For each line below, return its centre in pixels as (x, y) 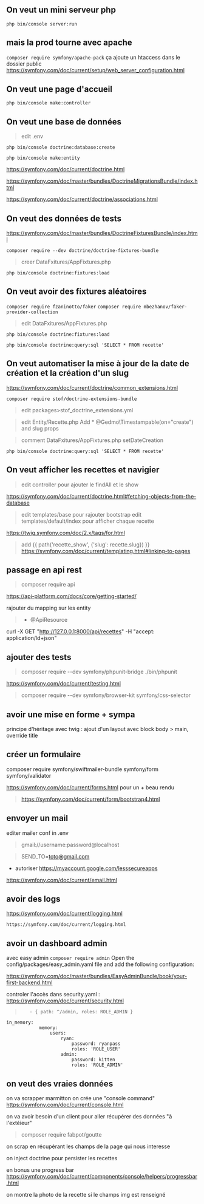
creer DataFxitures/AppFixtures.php (66, 262)
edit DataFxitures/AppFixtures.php (64, 323)
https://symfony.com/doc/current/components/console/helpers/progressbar (102, 1176)
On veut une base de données (64, 122)
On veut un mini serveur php (61, 10)
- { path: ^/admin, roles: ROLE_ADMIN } (81, 1012)
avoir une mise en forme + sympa (71, 714)
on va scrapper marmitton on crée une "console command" (81, 1098)
